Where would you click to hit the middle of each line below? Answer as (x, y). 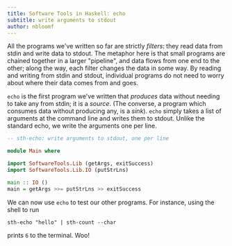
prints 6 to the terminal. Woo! (49, 235)
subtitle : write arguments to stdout (62, 20)
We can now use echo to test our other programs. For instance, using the (111, 202)
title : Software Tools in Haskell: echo (67, 14)
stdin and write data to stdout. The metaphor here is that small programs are (116, 53)
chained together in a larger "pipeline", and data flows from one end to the (114, 61)
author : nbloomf (31, 26)
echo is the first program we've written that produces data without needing (114, 96)
